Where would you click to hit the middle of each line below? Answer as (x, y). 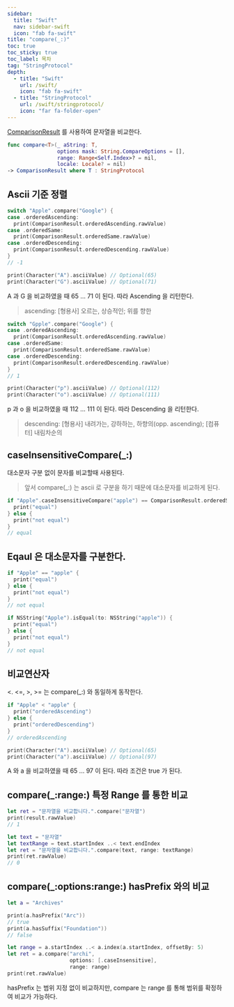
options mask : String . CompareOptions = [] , (121, 151)
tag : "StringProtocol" (40, 66)
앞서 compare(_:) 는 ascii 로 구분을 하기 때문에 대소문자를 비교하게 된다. (122, 487)
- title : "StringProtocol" (53, 98)
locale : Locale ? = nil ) (92, 165)
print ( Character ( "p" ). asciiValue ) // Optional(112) (84, 388)
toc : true (22, 46)
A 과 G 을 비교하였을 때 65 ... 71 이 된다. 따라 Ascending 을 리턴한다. (101, 296)
